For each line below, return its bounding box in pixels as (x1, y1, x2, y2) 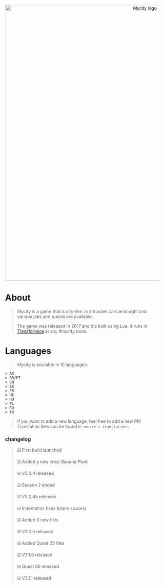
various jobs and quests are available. (17, 314, 93, 319)
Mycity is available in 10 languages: (17, 362, 88, 367)
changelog (5, 436, 31, 442)
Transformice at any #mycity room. (17, 328, 88, 334)
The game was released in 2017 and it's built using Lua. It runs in (17, 323, 147, 329)
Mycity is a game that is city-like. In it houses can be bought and (17, 308, 147, 314)
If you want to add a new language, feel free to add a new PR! (17, 418, 142, 424)
